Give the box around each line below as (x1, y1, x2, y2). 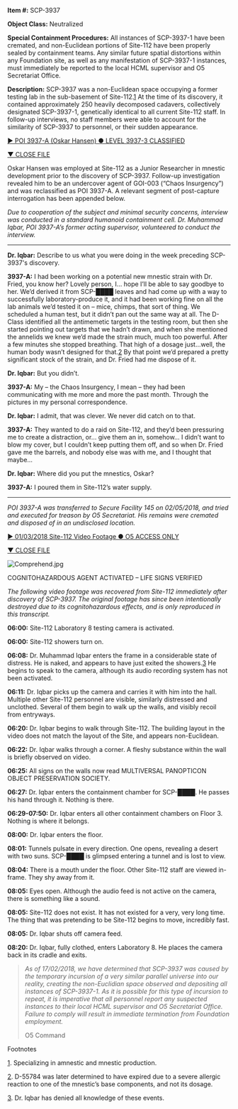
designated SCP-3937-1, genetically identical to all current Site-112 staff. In (7, 108, 225, 116)
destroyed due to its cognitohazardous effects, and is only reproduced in (7, 603, 221, 611)
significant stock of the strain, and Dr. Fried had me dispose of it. (7, 355, 197, 364)
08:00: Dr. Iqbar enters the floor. (7, 831, 103, 838)
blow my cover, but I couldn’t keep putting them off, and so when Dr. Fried (7, 440, 224, 449)
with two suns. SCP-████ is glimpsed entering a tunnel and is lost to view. (7, 852, 226, 860)
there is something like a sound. (7, 895, 101, 902)
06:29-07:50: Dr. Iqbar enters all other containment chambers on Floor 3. (7, 809, 223, 817)
